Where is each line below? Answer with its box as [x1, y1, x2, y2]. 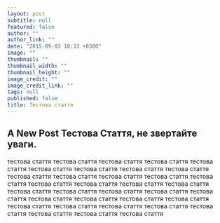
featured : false [7, 23, 55, 30]
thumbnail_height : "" [7, 69, 71, 76]
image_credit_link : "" [7, 82, 74, 89]
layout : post [7, 10, 46, 18]
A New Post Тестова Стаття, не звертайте [7, 128, 198, 140]
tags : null [7, 88, 39, 95]
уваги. [7, 138, 37, 151]
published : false [7, 95, 58, 102]
